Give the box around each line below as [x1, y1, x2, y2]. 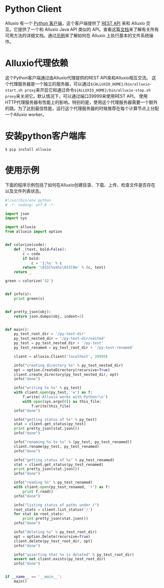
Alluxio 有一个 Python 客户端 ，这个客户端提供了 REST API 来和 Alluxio [5, 20, 145, 26]
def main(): [5, 327, 29, 332]
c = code [22, 251, 41, 256]
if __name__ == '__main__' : [5, 574, 62, 579]
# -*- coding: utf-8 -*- [5, 202, 56, 207]
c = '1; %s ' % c [31, 261, 62, 266]
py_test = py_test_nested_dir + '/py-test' [14, 341, 104, 346]
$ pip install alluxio [5, 147, 51, 152]
